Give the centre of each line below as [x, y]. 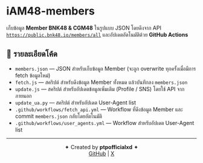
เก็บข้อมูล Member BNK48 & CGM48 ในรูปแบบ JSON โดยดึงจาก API [84, 28]
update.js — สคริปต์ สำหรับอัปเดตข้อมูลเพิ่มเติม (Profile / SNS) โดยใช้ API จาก [100, 89]
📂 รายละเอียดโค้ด [32, 54]
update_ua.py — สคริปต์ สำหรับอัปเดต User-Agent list [76, 102]
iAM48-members [51, 11]
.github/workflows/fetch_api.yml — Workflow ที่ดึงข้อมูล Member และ [99, 109]
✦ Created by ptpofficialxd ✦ [101, 147]
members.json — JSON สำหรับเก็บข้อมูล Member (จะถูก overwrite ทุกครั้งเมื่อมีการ [105, 68]
